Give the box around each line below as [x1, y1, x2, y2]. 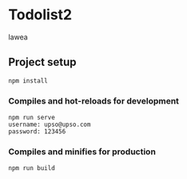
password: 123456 [8, 128, 66, 136]
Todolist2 [8, 6, 73, 24]
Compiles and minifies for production [8, 146, 156, 157]
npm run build [8, 165, 56, 173]
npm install [8, 76, 48, 85]
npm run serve [8, 114, 56, 122]
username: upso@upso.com [8, 120, 91, 129]
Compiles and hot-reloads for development [8, 95, 180, 106]
